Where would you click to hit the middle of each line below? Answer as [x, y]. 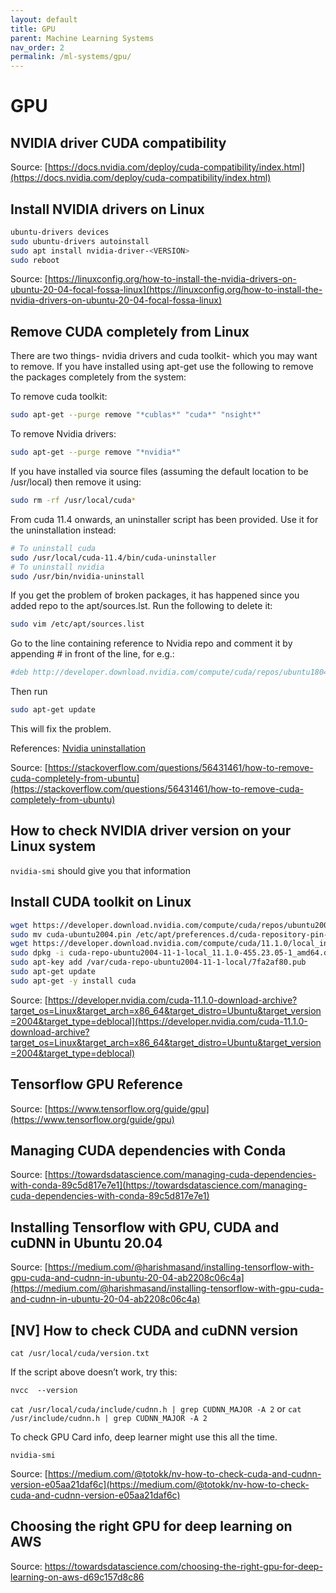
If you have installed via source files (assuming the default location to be [159, 471]
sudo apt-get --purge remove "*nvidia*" [96, 452]
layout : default [44, 19]
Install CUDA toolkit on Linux [101, 902]
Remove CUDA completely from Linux [130, 331]
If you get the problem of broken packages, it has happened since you [155, 595]
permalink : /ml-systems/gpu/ [71, 57]
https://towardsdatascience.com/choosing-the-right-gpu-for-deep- [183, 1566]
